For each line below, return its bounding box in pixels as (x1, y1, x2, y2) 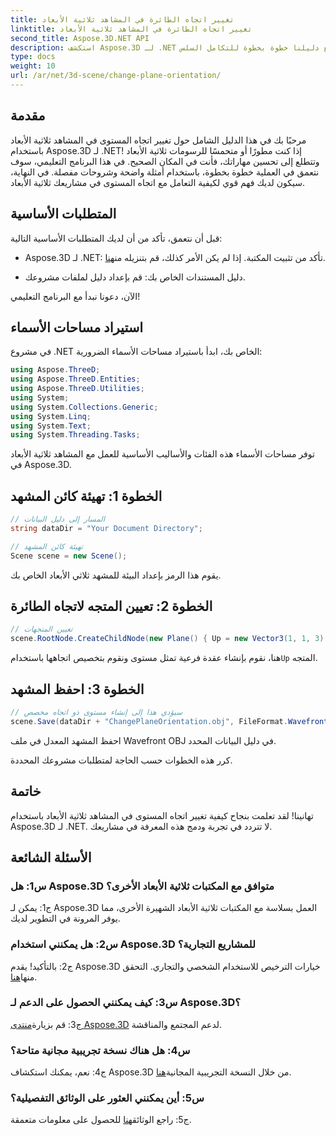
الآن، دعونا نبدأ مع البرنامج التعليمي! (10, 290, 141, 302)
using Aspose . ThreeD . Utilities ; (10, 384, 145, 394)
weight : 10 (10, 61, 56, 71)
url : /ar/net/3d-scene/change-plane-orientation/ (10, 71, 222, 81)
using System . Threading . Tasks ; (10, 430, 141, 440)
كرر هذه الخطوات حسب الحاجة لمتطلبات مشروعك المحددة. (10, 754, 233, 766)
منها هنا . (10, 971, 38, 983)
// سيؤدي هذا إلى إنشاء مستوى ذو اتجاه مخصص (10, 707, 183, 717)
